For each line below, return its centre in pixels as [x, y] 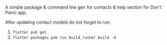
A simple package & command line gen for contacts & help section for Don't [83, 7]
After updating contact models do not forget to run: [58, 22]
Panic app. [16, 12]
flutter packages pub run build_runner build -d [64, 37]
